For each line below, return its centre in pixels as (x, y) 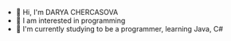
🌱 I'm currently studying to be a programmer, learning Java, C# (119, 29)
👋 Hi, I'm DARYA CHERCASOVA (67, 12)
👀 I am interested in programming (70, 20)
